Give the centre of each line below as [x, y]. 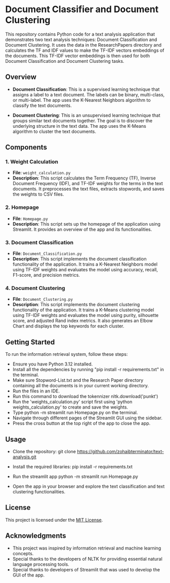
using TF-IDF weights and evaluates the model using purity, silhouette [86, 315]
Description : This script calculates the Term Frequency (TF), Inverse [84, 178]
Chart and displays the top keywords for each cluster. [68, 326]
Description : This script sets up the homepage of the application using [87, 224]
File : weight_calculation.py [41, 173]
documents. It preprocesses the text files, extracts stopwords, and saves [88, 189]
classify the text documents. [42, 105]
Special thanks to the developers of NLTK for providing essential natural [88, 559]
